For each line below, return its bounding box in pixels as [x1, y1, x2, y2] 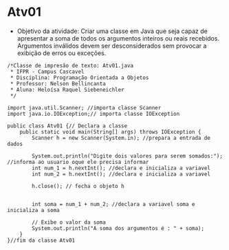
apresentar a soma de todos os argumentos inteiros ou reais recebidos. [17, 34, 220, 42]
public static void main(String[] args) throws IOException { [19, 128, 201, 135]
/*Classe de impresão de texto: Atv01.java [7, 62, 134, 69]
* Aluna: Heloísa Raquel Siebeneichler [10, 86, 125, 93]
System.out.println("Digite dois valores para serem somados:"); [32, 152, 223, 159]
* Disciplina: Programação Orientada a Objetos [10, 74, 149, 81]
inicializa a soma [7, 207, 60, 213]
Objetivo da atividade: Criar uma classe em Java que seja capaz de [17, 27, 208, 35]
